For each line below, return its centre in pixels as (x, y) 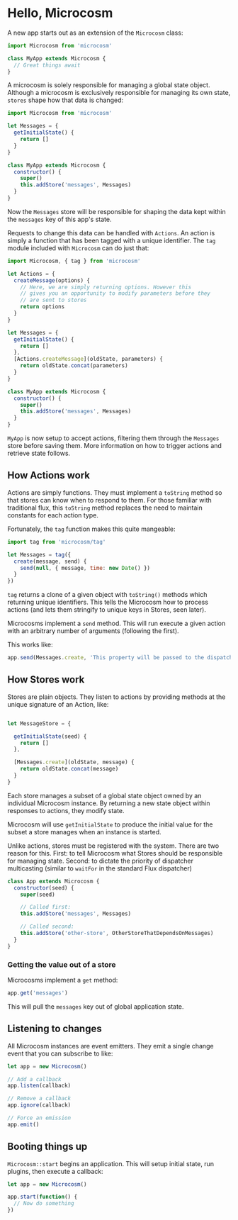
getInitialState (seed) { (50, 736)
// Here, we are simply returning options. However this (106, 287)
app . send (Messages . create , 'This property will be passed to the (106, 658)
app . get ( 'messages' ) (38, 993)
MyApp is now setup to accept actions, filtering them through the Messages (113, 438)
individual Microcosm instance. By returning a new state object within (109, 803)
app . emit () (23, 1124)
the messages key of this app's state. (59, 219)
